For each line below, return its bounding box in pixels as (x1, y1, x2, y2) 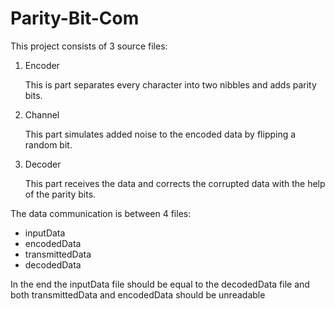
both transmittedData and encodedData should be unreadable (10, 288, 266, 301)
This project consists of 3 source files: (10, 40, 168, 52)
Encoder (24, 59, 60, 71)
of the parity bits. (24, 188, 97, 200)
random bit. (24, 138, 73, 151)
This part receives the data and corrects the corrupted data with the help (24, 177, 326, 189)
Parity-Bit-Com (10, 7, 140, 30)
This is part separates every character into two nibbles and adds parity (24, 78, 317, 91)
